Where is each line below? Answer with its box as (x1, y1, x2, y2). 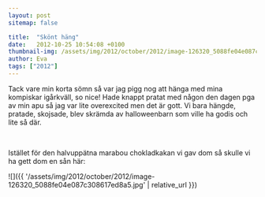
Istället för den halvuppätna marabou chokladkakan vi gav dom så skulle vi (8, 147, 251, 158)
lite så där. (8, 117, 42, 127)
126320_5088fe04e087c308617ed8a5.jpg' (8, 180, 146, 189)
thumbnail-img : (8, 48, 58, 56)
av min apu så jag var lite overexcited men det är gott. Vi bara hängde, (8, 100, 237, 110)
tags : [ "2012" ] (8, 62, 58, 71)
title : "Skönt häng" (8, 33, 80, 41)
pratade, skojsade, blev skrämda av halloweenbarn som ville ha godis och (8, 109, 248, 118)
